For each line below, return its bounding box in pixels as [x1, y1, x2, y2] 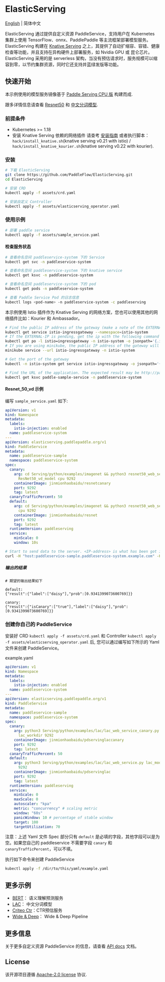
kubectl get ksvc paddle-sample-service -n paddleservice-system [5, 375, 141, 380]
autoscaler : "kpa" [14, 802, 52, 807]
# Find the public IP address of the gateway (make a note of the [5, 325, 144, 330]
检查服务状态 [5, 244, 31, 250]
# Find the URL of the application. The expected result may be [5, 370, 139, 375]
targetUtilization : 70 [14, 824, 60, 829]
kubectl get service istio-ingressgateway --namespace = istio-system [5, 330, 148, 335]
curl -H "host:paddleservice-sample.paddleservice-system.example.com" [5, 554, 155, 559]
